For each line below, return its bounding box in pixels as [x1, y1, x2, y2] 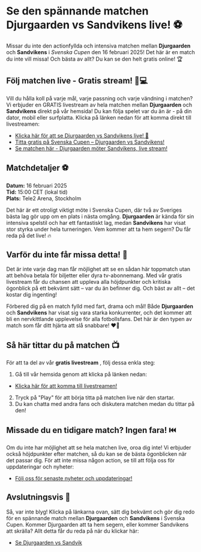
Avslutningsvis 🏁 [6, 492, 71, 503]
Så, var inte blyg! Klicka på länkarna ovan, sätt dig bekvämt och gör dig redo [6, 508, 195, 515]
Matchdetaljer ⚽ [6, 163, 69, 173]
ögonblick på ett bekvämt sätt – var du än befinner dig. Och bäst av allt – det [6, 284, 195, 292]
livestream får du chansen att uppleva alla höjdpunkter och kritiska [6, 278, 171, 286]
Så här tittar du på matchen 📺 [6, 340, 120, 350]
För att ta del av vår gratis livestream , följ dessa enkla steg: [6, 359, 155, 366]
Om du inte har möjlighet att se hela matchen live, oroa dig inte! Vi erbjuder [6, 444, 191, 451]
